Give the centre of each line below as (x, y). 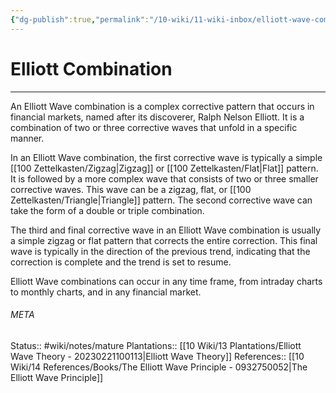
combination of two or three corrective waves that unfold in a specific (154, 127)
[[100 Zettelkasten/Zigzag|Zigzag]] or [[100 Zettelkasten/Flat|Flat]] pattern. (164, 168)
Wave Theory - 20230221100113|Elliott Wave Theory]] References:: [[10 (157, 356)
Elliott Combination (91, 68)
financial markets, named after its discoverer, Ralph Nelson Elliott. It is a (157, 117)
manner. (27, 138)
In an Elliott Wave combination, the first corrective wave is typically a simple (166, 157)
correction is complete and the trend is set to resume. (121, 262)
